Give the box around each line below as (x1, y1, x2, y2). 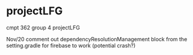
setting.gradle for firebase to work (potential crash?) (6, 42, 136, 49)
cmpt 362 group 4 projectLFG (6, 24, 80, 31)
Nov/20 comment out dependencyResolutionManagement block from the (6, 35, 188, 42)
